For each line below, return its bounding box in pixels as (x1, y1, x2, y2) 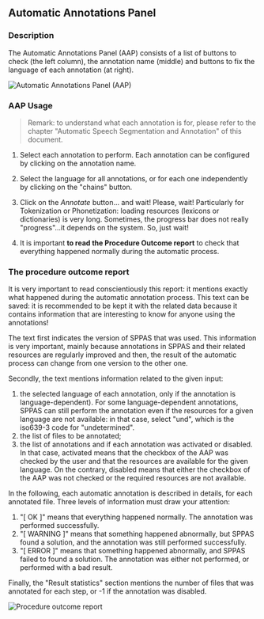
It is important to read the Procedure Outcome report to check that (19, 237, 239, 248)
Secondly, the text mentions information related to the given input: (8, 374, 224, 383)
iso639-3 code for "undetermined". (19, 423, 135, 432)
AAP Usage (8, 100, 53, 111)
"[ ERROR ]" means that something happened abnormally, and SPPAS (19, 546, 246, 556)
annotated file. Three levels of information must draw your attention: (8, 497, 231, 507)
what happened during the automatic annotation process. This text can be (8, 293, 250, 302)
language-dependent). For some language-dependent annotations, (19, 397, 239, 407)
